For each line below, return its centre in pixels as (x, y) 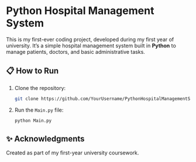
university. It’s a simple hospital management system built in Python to (91, 46)
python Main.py (33, 120)
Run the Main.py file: (39, 110)
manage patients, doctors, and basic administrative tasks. (75, 51)
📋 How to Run (32, 71)
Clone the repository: (40, 88)
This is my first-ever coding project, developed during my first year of (90, 39)
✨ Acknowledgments (45, 139)
